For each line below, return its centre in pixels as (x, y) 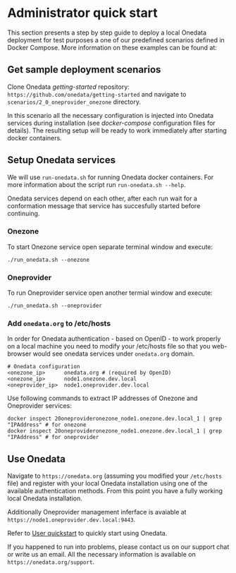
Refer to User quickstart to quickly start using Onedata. (87, 533)
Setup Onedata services (62, 160)
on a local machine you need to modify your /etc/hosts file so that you (109, 346)
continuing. (24, 213)
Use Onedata (36, 459)
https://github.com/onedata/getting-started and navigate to (97, 94)
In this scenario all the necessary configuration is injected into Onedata (110, 115)
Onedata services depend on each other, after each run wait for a (102, 198)
